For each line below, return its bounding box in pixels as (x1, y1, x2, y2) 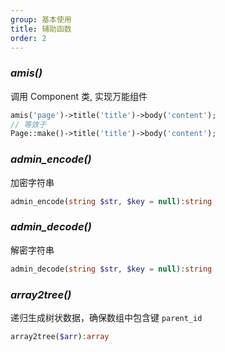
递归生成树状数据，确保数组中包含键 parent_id (10, 311, 203, 323)
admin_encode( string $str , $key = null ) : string (10, 196, 213, 206)
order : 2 (10, 33, 47, 43)
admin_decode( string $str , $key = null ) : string (10, 264, 213, 274)
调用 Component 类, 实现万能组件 (10, 90, 148, 102)
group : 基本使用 (10, 14, 72, 25)
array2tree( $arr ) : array (10, 331, 110, 341)
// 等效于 (10, 119, 47, 130)
